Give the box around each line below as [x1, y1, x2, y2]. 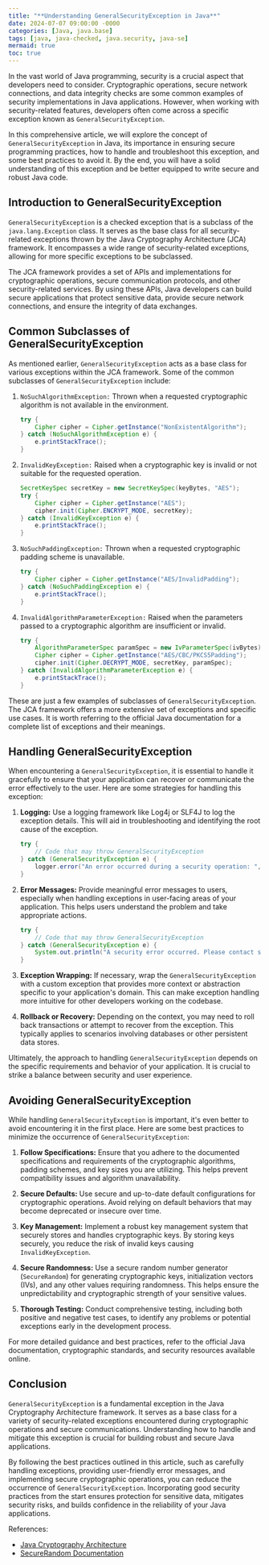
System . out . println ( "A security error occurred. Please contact [35, 948, 255, 957]
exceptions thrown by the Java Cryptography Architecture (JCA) [33, 234, 247, 244]
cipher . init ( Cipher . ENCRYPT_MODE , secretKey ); [35, 507, 194, 515]
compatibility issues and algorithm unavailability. [19, 1174, 181, 1182]
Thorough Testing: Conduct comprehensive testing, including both [19, 1304, 243, 1314]
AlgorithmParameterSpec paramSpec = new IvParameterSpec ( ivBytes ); [35, 644, 265, 652]
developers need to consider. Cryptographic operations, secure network [8, 80, 247, 89]
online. [8, 1354, 31, 1364]
